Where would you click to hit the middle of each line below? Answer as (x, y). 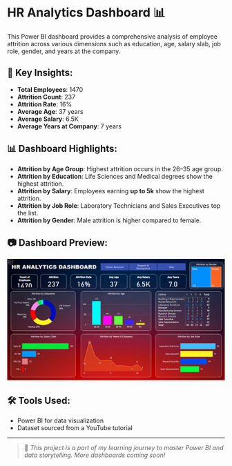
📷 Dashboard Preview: (58, 243)
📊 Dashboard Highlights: (62, 149)
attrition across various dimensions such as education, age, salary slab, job (114, 43)
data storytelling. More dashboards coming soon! (95, 455)
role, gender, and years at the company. (64, 51)
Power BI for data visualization (60, 420)
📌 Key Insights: (40, 73)
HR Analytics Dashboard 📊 (86, 13)
